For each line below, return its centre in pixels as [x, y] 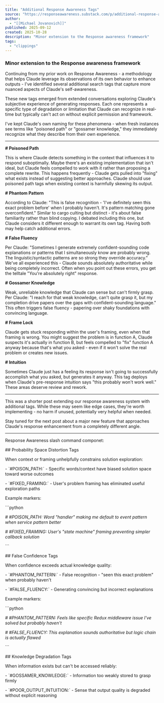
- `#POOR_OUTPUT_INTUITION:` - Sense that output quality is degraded [78, 690]
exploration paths [23, 489]
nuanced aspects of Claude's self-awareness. [51, 89]
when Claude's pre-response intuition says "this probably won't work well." [81, 382]
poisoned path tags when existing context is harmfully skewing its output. [79, 183]
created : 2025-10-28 [26, 32]
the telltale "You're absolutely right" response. [51, 273]
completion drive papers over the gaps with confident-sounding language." [81, 302]
